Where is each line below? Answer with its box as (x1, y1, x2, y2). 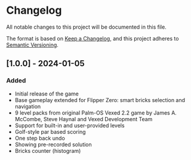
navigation (14, 103, 41, 110)
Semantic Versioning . (6, 41, 58, 48)
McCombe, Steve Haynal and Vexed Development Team (14, 115, 153, 122)
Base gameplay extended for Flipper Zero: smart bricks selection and (14, 96, 186, 103)
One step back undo (14, 134, 66, 141)
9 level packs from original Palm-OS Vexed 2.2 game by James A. (14, 109, 177, 116)
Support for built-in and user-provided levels (14, 122, 125, 129)
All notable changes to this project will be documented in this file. (6, 23, 167, 30)
